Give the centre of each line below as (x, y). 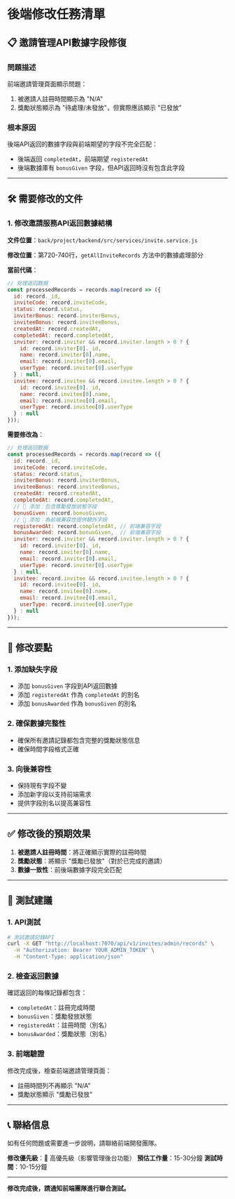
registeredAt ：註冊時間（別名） (64, 1025)
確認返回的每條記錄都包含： (47, 993)
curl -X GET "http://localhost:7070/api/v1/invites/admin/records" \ (111, 944)
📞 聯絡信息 (29, 1125)
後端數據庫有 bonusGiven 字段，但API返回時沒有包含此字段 (101, 168)
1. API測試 (24, 922)
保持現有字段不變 (42, 786)
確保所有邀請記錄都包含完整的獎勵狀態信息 (79, 740)
